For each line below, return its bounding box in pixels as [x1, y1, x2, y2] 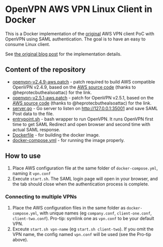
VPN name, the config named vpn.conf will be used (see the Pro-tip [12, 231, 152, 237]
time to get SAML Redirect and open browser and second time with [12, 121, 151, 127]
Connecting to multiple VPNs [5, 193, 77, 200]
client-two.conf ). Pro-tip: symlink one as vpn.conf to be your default [12, 215, 155, 221]
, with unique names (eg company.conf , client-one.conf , [37, 210, 152, 216]
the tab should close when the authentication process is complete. [12, 181, 150, 187]
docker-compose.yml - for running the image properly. [12, 137, 125, 143]
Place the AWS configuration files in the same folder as [12, 204, 126, 210]
